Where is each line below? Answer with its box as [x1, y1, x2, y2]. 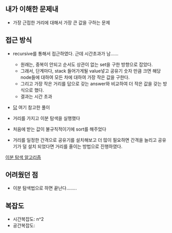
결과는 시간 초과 [20, 93, 52, 99]
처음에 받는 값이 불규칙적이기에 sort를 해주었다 [12, 126, 107, 132]
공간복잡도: [12, 222, 35, 229]
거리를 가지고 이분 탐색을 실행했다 [12, 115, 81, 121]
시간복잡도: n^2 [12, 216, 44, 222]
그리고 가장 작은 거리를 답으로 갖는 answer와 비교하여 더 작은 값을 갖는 [20, 80, 162, 87]
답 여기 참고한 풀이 [12, 104, 50, 110]
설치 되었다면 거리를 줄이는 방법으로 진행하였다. [28, 143, 123, 150]
